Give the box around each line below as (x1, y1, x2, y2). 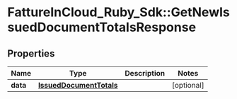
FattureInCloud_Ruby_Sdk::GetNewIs (7, 4, 230, 21)
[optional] (171, 81, 204, 90)
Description (125, 69, 165, 78)
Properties (7, 47, 55, 59)
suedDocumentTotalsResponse (7, 19, 197, 35)
